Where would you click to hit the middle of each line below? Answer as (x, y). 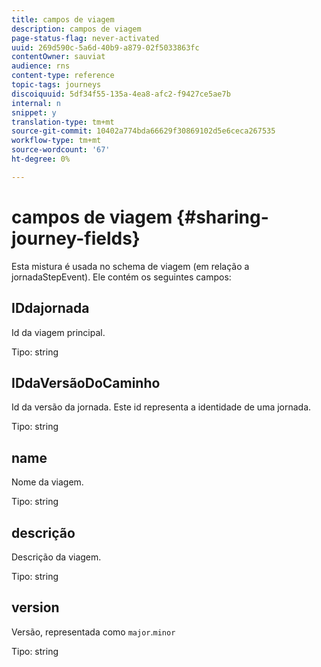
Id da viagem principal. (58, 332)
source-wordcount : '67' (61, 150)
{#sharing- (222, 217)
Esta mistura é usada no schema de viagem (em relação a (130, 266)
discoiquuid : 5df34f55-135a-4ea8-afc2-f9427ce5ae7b (121, 94)
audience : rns (41, 66)
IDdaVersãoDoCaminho (86, 382)
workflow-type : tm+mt (56, 141)
